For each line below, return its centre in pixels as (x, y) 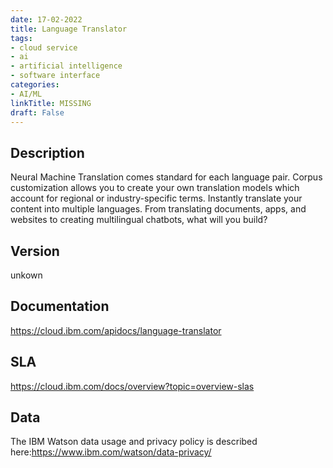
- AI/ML (26, 94)
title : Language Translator (69, 29)
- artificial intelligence (66, 66)
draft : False (37, 112)
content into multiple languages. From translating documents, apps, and (158, 209)
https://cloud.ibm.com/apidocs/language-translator (116, 330)
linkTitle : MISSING (51, 103)
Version (35, 251)
